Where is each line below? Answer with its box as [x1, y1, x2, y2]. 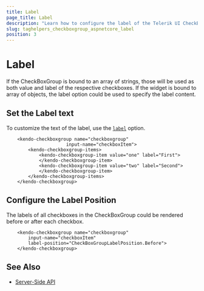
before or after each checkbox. [6, 217, 84, 225]
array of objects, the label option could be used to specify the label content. [6, 91, 196, 98]
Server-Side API [15, 278, 56, 286]
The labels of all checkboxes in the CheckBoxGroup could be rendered [6, 211, 183, 219]
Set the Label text [6, 108, 74, 118]
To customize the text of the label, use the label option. [6, 124, 146, 131]
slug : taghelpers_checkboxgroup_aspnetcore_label [6, 26, 135, 32]
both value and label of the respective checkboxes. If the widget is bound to [6, 84, 197, 92]
